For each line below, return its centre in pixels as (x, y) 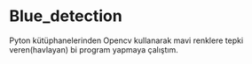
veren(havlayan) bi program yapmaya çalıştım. (94, 49)
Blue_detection (66, 16)
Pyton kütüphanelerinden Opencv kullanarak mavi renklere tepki (126, 40)
